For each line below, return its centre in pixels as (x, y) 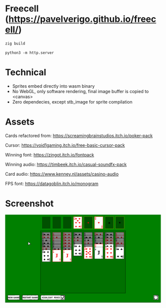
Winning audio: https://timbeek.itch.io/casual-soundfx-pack (66, 164)
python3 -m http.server (30, 52)
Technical (26, 73)
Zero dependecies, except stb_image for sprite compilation (72, 102)
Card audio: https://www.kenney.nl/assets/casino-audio (62, 174)
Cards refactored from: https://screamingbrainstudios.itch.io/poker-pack (79, 135)
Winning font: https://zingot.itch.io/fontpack (50, 154)
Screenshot (29, 204)
